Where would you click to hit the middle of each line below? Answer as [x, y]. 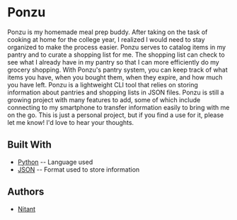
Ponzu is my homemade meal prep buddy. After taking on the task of [108, 32]
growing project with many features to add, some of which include [104, 99]
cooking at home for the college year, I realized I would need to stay [106, 39]
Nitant [27, 209]
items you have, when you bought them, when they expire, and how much [115, 77]
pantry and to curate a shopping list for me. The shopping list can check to [116, 55]
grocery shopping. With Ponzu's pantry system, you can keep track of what [117, 70]
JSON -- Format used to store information [79, 169]
